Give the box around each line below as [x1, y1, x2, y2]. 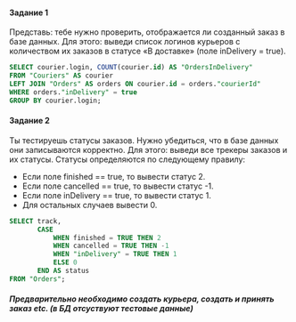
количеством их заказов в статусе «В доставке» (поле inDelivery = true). [9, 45, 287, 57]
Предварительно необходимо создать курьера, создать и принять [9, 294, 275, 304]
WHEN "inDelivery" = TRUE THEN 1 [53, 250, 177, 259]
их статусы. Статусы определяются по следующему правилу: [9, 154, 246, 165]
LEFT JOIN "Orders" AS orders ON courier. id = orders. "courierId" [9, 79, 261, 88]
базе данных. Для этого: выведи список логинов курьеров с [9, 36, 241, 47]
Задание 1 [9, 7, 49, 18]
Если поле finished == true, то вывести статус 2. [21, 171, 206, 181]
